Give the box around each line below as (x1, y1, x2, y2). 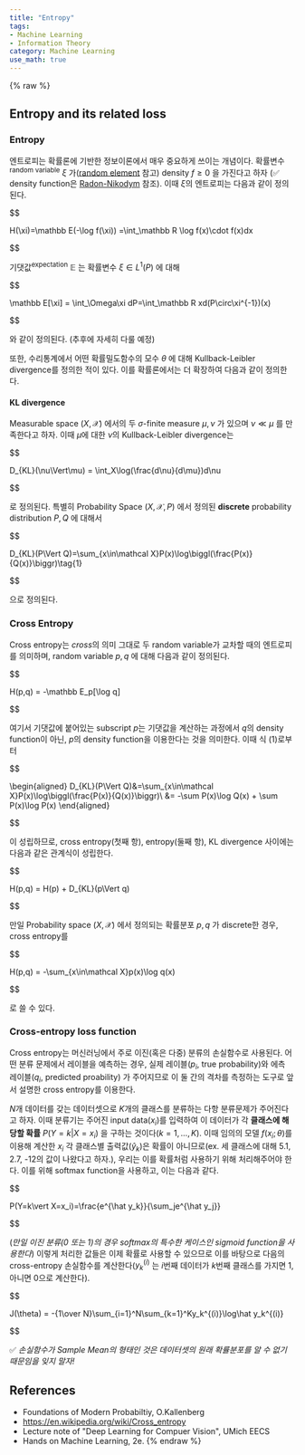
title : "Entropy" (9, 13, 75, 23)
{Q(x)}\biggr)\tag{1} (9, 558, 83, 569)
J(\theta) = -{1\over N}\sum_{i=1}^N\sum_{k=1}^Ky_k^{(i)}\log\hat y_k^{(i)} (9, 1308, 284, 1319)
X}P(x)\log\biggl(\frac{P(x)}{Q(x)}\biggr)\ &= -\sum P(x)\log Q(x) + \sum (9, 790, 279, 801)
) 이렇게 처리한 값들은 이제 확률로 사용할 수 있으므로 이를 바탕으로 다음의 (31, 1248, 285, 1259)
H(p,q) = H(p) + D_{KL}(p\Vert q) (9, 883, 130, 894)
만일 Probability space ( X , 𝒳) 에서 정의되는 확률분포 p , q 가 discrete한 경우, (9, 919, 279, 930)
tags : (9, 22, 30, 31)
